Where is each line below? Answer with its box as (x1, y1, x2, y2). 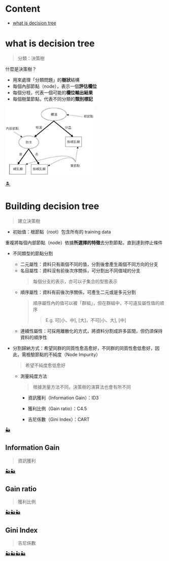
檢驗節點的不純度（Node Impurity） (26, 351, 100, 358)
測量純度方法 (20, 373, 47, 379)
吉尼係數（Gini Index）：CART (27, 416, 90, 422)
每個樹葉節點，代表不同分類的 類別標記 (12, 96, 93, 102)
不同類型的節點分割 (12, 250, 53, 256)
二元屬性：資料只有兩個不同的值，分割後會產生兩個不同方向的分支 (20, 261, 158, 267)
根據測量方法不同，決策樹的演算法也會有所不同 (32, 383, 131, 390)
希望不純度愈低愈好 (25, 362, 66, 368)
